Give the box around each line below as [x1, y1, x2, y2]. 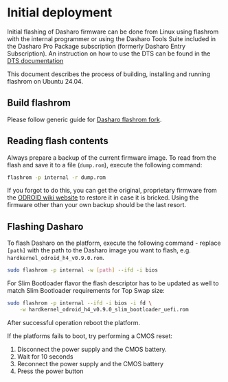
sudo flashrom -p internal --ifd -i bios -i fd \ [7, 300, 152, 307]
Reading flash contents [7, 135, 109, 147]
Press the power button [16, 367, 84, 375]
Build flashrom [7, 97, 71, 109]
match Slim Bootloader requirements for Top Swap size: [7, 287, 165, 295]
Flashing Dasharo [7, 221, 84, 232]
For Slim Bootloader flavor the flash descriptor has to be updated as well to [7, 279, 219, 287]
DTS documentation [7, 56, 64, 64]
